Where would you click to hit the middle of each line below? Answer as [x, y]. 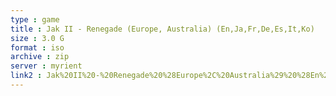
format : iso [37, 47]
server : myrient [46, 66]
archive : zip [40, 57]
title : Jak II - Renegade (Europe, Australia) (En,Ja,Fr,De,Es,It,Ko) [162, 29]
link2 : [26, 76]
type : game [35, 19]
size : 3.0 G [37, 38]
